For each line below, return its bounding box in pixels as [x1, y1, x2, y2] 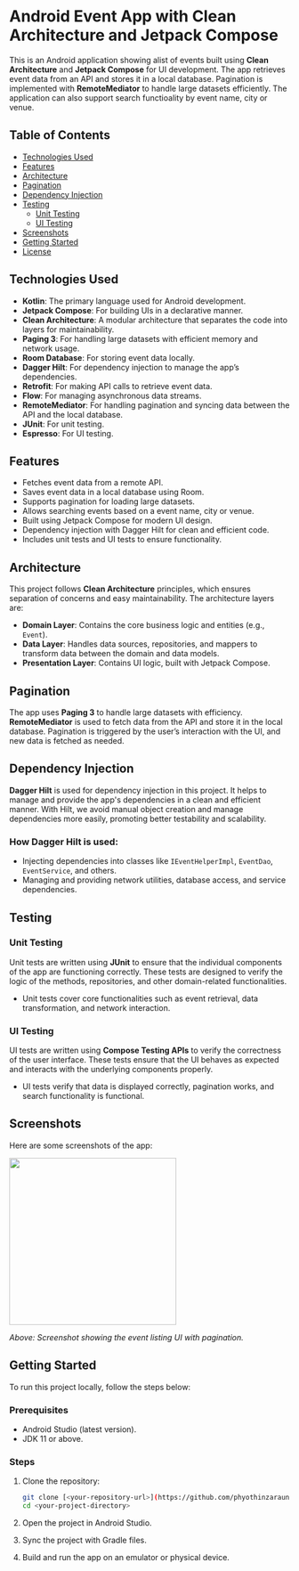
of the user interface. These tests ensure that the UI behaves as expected [9, 1054, 279, 1065]
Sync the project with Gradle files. [21, 1534, 147, 1546]
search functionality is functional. [21, 1091, 145, 1102]
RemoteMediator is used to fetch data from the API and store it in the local [9, 717, 283, 727]
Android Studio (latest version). [21, 1424, 137, 1435]
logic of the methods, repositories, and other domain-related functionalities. [9, 975, 287, 986]
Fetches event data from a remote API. [21, 477, 164, 488]
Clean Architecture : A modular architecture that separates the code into [21, 314, 287, 325]
